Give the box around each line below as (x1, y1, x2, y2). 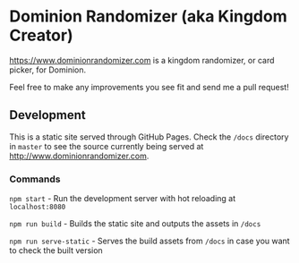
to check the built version (9, 245, 103, 256)
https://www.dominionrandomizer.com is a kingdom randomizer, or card (9, 55, 275, 65)
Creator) (9, 25, 73, 46)
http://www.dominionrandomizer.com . (9, 150, 149, 161)
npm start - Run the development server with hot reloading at (9, 193, 236, 204)
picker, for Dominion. (9, 64, 87, 75)
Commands (9, 173, 61, 185)
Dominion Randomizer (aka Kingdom (9, 6, 288, 27)
